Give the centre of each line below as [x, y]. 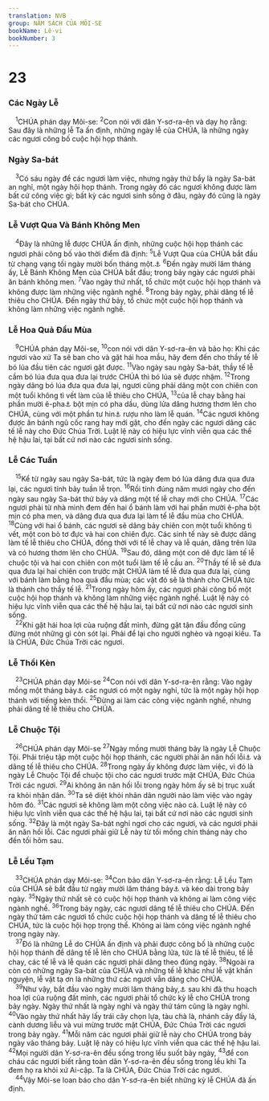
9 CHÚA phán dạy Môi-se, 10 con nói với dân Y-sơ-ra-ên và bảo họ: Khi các [138, 348]
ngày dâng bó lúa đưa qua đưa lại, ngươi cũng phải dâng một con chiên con [133, 386]
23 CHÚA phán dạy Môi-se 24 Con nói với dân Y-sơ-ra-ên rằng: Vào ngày [134, 681]
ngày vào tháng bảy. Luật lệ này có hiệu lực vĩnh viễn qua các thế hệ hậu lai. [134, 1043]
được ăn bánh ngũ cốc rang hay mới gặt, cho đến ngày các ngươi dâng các [132, 422]
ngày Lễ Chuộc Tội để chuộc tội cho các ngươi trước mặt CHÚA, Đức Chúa [132, 776]
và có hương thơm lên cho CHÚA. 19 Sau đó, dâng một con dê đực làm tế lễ [132, 552]
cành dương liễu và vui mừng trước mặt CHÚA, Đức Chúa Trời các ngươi [127, 1025]
